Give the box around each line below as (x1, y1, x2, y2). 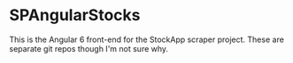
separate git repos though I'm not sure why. (9, 43, 169, 53)
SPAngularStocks (9, 5, 141, 25)
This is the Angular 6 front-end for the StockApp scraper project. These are (9, 34, 285, 45)
